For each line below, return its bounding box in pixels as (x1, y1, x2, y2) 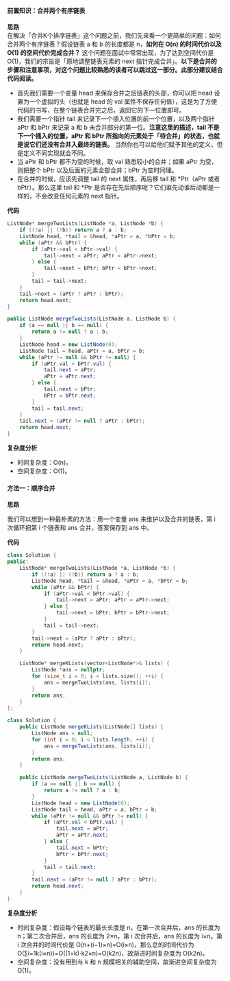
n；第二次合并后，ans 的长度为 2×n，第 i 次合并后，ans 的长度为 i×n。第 (16, 932, 223, 940)
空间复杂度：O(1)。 (16, 467, 71, 475)
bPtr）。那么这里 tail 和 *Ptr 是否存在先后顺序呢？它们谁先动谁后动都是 (16, 183, 214, 192)
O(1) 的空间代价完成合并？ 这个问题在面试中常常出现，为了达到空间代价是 (7, 49, 214, 57)
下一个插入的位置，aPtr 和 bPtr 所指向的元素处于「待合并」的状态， (16, 132, 208, 140)
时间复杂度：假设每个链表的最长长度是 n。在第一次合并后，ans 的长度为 (16, 923, 220, 932)
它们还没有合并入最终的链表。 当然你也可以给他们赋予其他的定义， (29, 141, 217, 149)
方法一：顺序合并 (7, 484, 55, 492)
